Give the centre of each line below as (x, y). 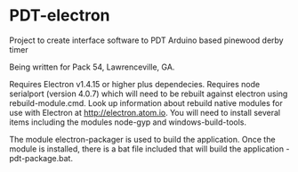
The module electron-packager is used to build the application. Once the (142, 139)
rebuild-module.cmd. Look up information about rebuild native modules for (146, 102)
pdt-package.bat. (41, 158)
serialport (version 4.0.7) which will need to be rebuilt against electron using (149, 94)
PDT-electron (60, 16)
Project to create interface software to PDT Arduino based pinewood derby (146, 40)
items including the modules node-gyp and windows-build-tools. (128, 122)
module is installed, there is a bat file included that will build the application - (149, 149)
